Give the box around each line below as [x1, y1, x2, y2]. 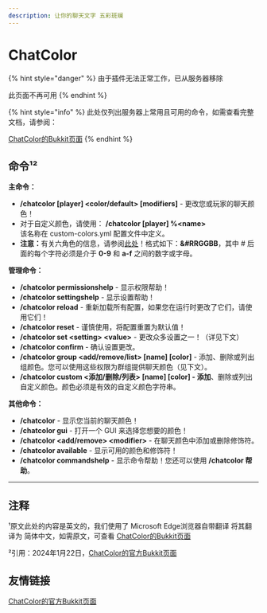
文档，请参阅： [8, 117, 57, 127]
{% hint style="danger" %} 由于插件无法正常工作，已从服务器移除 [8, 73, 224, 83]
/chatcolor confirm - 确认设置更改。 [19, 342, 140, 352]
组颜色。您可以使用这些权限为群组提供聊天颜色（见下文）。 [19, 362, 212, 372]
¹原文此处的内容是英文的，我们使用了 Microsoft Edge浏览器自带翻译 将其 [8, 521, 246, 531]
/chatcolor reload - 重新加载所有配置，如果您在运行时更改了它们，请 [19, 303, 246, 312]
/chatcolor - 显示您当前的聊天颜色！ [19, 416, 139, 426]
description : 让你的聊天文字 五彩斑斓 [8, 11, 124, 20]
